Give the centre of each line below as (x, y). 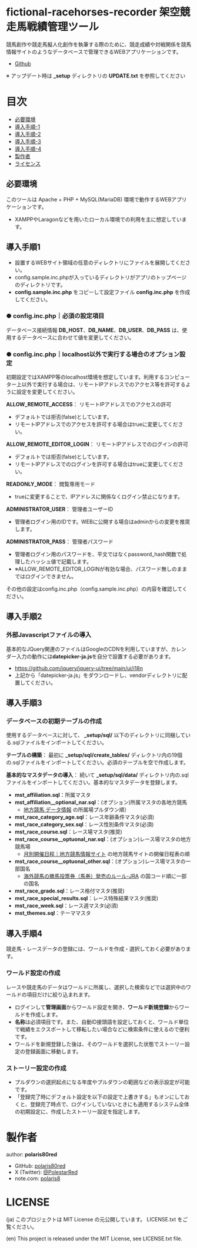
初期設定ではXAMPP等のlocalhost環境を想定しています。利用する (85, 377)
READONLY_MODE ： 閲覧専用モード (51, 484)
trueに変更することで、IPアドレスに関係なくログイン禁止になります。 (99, 497)
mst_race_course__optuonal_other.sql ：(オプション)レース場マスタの (100, 861)
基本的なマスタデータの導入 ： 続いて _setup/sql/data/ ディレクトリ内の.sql (98, 775)
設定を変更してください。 (47, 392)
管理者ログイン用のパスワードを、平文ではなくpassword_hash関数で (98, 554)
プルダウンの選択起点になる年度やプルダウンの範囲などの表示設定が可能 (102, 1082)
